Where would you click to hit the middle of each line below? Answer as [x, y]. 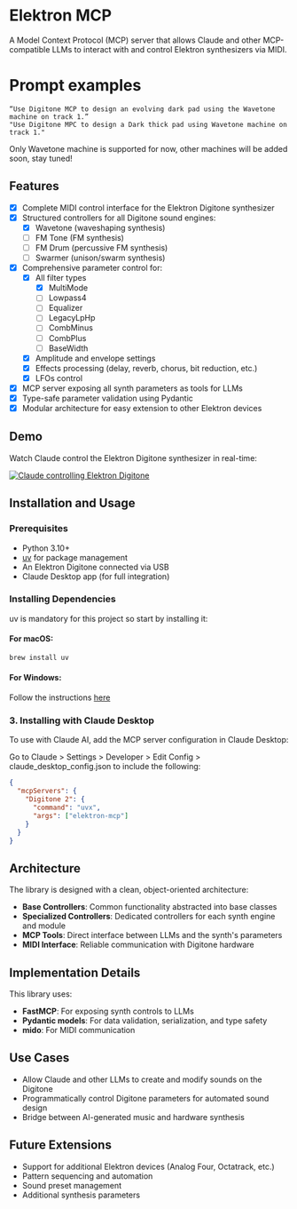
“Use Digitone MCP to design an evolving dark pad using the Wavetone [142, 109]
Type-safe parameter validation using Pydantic [107, 398]
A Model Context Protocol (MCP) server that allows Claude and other [135, 40]
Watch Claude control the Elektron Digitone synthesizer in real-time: [133, 457]
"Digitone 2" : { [55, 799]
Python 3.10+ [46, 548]
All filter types [61, 278]
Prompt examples [75, 86]
